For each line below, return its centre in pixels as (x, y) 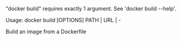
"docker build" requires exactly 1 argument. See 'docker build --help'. (91, 9)
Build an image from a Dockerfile (46, 31)
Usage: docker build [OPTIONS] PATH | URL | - (63, 20)
